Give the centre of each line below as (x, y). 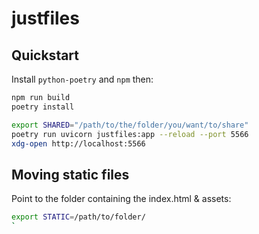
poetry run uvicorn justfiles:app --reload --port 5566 (130, 134)
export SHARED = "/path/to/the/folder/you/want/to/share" (130, 125)
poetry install (43, 107)
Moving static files (70, 174)
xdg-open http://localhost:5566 (78, 143)
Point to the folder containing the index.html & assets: (121, 199)
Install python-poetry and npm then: (82, 79)
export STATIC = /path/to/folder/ (78, 217)
